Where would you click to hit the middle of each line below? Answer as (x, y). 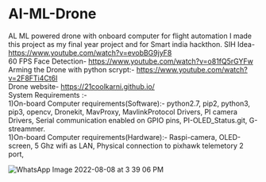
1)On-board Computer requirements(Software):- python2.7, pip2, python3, (129, 103)
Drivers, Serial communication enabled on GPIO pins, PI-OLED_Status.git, (128, 120)
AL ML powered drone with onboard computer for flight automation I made (130, 36)
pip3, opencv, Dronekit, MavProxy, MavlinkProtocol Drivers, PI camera (123, 111)
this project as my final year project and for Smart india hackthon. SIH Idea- (132, 44)
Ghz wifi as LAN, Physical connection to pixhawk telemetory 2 (142, 145)
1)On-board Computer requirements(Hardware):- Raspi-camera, (113, 137)
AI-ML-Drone (52, 14)
